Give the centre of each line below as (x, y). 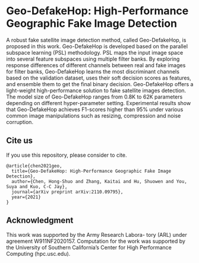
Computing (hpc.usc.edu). (38, 254)
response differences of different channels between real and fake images (96, 65)
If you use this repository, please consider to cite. (67, 155)
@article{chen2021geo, (34, 166)
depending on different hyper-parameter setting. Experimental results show (99, 103)
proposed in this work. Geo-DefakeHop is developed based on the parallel (97, 46)
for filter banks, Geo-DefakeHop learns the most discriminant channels (93, 71)
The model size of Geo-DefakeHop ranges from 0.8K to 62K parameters (94, 97)
